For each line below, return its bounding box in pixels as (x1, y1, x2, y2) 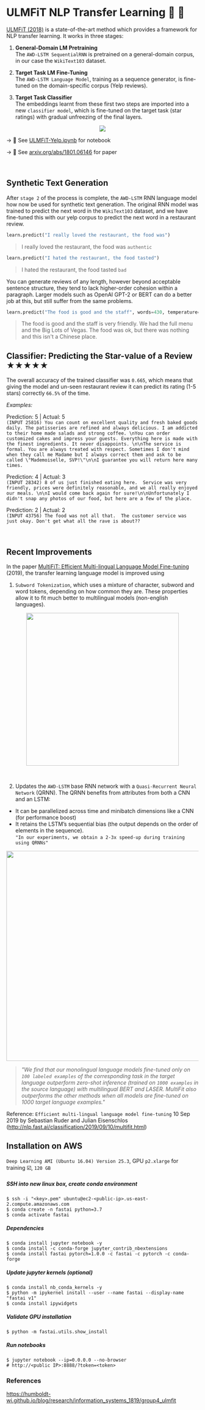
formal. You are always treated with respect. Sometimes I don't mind (6, 446, 190, 453)
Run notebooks (6, 1342, 46, 1349)
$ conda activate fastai (6, 1211, 70, 1218)
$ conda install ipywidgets (6, 1300, 78, 1307)
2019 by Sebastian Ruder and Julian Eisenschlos (6, 1117, 128, 1124)
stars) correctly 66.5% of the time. (6, 389, 90, 397)
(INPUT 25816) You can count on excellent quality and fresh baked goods (6, 420, 198, 426)
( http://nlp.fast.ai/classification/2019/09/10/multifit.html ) (6, 1123, 148, 1130)
